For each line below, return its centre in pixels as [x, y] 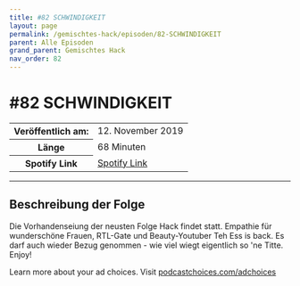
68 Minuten [122, 146]
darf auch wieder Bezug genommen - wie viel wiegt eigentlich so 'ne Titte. [146, 245]
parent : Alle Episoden [51, 42]
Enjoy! [21, 254]
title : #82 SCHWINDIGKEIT [57, 17]
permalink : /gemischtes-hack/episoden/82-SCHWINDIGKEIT [115, 34]
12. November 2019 [141, 131]
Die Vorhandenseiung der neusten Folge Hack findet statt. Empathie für [141, 226]
